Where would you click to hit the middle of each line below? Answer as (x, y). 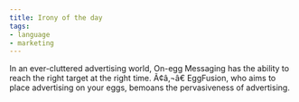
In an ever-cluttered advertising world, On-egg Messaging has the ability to (149, 69)
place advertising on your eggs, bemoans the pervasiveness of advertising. (150, 88)
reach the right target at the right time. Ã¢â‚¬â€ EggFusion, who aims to (143, 79)
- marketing (32, 43)
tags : (19, 26)
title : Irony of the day (56, 18)
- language (30, 34)
